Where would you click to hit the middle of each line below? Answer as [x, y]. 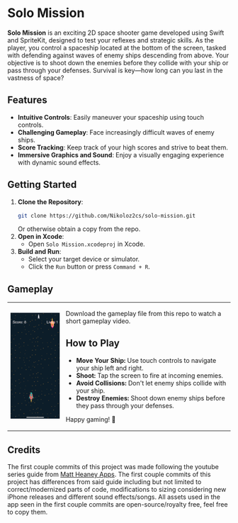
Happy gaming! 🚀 [91, 419]
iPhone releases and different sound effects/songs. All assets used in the [114, 497]
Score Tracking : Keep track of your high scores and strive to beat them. [123, 147]
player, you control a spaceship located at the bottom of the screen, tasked [117, 47]
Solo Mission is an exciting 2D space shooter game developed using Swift [116, 33]
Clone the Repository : [50, 202]
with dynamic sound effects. [59, 162]
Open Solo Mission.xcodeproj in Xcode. [86, 244]
